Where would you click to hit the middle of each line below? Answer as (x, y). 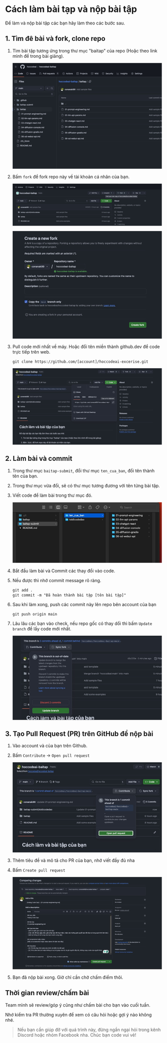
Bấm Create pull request (39, 870)
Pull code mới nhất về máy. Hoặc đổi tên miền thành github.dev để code (86, 346)
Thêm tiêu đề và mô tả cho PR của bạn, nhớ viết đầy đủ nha (74, 860)
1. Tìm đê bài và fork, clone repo (55, 39)
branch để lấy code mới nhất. (42, 628)
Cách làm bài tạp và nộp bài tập (71, 9)
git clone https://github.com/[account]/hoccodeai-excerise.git (80, 362)
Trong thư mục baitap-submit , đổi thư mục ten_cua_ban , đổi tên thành (83, 470)
